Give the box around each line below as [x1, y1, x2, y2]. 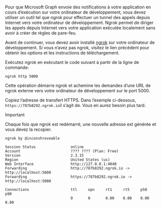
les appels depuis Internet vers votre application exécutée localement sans [5, 25, 156, 31]
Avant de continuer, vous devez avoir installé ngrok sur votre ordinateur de [5, 40, 155, 45]
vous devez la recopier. [5, 126, 52, 132]
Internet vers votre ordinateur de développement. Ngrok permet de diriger [5, 20, 154, 25]
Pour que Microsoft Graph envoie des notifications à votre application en [5, 4, 151, 10]
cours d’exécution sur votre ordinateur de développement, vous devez [5, 9, 146, 15]
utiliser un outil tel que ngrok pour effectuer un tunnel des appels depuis [5, 15, 150, 20]
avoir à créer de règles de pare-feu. [5, 30, 77, 36]
